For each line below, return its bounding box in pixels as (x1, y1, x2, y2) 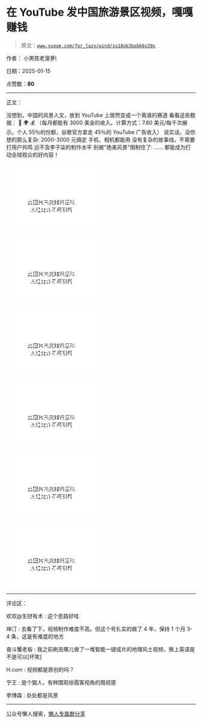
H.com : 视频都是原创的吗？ (6, 666, 75, 673)
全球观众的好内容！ (11, 151, 59, 158)
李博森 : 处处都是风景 (6, 692, 58, 699)
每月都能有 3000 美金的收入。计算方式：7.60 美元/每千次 (41, 119, 182, 126)
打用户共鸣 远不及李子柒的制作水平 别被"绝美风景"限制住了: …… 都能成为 (6, 143, 186, 151)
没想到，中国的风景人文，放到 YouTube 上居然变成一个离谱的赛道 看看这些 (6, 111, 191, 118)
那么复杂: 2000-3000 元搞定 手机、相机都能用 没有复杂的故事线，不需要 (16, 136, 195, 143)
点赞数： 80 (6, 80, 35, 88)
